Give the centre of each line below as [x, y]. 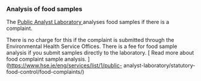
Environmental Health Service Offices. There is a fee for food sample [92, 46]
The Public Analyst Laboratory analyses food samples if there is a [88, 22]
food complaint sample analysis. [46, 59]
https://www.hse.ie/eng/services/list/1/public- [65, 65]
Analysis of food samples [44, 9]
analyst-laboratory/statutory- [159, 65]
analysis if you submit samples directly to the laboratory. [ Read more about [100, 53]
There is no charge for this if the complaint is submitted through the [90, 40]
